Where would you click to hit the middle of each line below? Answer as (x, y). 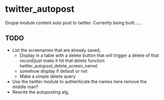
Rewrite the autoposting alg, (41, 92)
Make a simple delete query (48, 76)
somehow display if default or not (53, 71)
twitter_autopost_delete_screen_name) (59, 66)
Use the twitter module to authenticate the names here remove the (80, 81)
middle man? (25, 87)
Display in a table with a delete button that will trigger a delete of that (89, 55)
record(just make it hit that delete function (62, 61)
